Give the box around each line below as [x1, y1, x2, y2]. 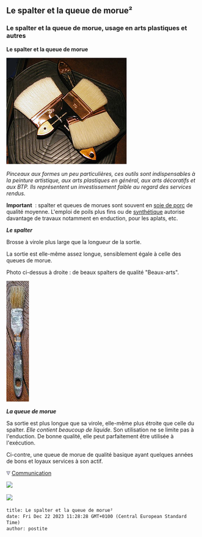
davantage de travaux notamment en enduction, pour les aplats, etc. [6, 215, 178, 222]
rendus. [6, 189, 26, 197]
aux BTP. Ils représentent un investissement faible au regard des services [6, 183, 192, 190]
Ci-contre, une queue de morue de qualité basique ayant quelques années [6, 451, 193, 458]
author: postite [6, 525, 48, 531]
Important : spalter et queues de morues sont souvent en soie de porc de [6, 201, 193, 208]
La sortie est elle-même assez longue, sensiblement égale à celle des [6, 250, 181, 257]
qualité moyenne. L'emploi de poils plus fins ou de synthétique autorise [6, 208, 185, 215]
